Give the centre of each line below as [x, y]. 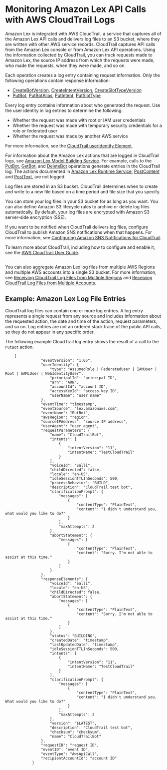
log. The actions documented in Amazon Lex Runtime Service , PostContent [83, 171]
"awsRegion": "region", [66, 417]
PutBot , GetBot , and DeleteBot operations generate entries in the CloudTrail [83, 166]
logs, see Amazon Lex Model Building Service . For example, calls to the [79, 160]
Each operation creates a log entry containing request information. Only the [83, 75]
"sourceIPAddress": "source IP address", [84, 422]
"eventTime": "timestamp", [69, 404]
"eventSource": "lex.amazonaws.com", [80, 409]
